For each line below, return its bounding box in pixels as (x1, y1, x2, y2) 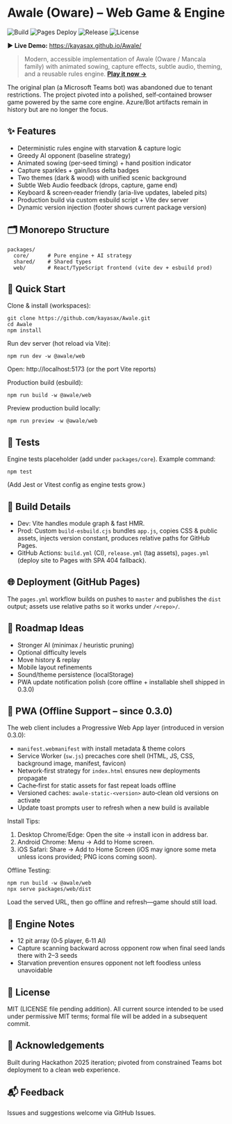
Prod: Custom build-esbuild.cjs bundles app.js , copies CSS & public (17, 527, 217, 535)
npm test (7, 468, 33, 476)
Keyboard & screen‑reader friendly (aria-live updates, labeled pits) (17, 188, 208, 196)
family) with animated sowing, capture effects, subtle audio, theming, (24, 62, 222, 70)
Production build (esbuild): (7, 378, 83, 387)
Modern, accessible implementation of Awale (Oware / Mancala (24, 54, 206, 63)
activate (17, 796, 40, 805)
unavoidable (17, 966, 53, 974)
